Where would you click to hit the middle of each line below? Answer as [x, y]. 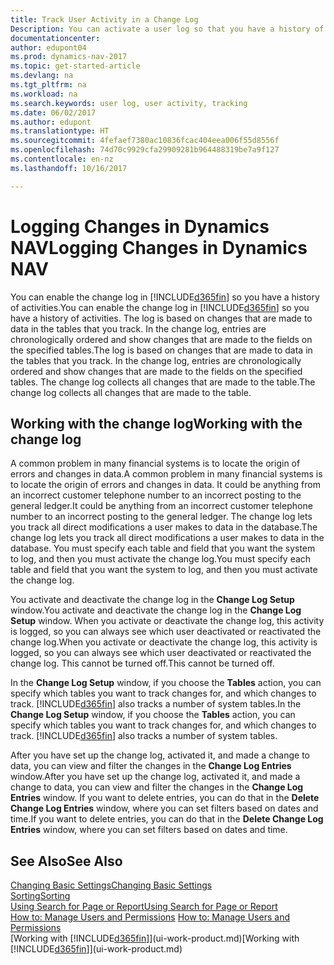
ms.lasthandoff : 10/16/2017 [69, 168]
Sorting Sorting [40, 896]
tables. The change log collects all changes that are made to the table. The [163, 382]
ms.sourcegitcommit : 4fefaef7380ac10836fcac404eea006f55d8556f [145, 141]
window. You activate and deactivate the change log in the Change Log [156, 610]
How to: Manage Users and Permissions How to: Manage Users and [150, 917]
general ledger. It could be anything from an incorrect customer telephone [161, 506]
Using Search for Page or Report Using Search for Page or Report [144, 907]
